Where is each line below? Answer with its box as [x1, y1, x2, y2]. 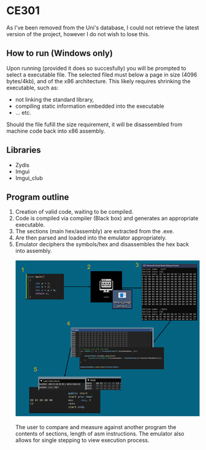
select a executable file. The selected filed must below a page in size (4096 [6, 71, 197, 78]
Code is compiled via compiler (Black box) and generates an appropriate [15, 215, 199, 222]
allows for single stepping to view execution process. [15, 436, 150, 444]
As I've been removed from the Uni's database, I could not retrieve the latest [6, 24, 199, 31]
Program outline [6, 192, 69, 202]
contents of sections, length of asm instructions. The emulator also [15, 430, 185, 437]
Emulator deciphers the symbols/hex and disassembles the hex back [15, 241, 189, 248]
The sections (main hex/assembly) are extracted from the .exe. [15, 228, 175, 235]
